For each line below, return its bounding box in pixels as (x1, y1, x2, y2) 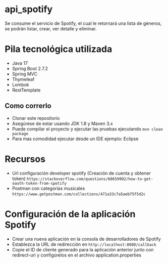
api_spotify (5, 4, 53, 15)
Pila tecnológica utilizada (5, 43, 113, 55)
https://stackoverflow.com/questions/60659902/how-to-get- (26, 176, 153, 182)
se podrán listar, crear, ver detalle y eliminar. (5, 25, 97, 31)
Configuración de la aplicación (5, 208, 136, 220)
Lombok (12, 81, 30, 87)
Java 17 (12, 60, 28, 66)
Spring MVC (12, 71, 38, 77)
